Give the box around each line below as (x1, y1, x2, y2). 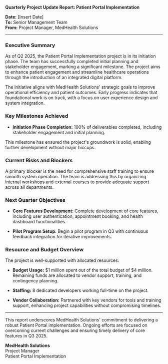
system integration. (5, 100, 45, 106)
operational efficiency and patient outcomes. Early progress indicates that (5, 90, 157, 96)
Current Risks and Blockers (5, 157, 73, 164)
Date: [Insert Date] (5, 14, 44, 20)
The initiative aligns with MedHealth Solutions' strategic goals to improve (5, 84, 155, 90)
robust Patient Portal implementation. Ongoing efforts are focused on (5, 322, 147, 328)
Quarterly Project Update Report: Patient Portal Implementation (5, 5, 140, 10)
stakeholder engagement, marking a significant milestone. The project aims (5, 64, 161, 70)
